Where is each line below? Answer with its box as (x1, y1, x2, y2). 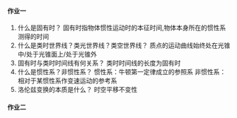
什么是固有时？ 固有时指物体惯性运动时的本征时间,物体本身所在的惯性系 (17, 23, 226, 32)
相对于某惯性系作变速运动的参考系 (17, 76, 117, 85)
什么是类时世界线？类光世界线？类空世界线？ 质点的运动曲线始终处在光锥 (17, 41, 231, 49)
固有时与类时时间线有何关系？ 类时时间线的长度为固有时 (17, 59, 181, 67)
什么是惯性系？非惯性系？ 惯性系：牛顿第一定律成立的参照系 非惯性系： (17, 68, 226, 76)
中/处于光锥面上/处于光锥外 (17, 50, 97, 59)
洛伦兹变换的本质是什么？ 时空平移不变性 (17, 85, 138, 94)
